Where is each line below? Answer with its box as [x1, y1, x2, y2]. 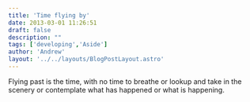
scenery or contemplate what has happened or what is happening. [8, 85, 225, 94]
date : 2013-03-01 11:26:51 [8, 19, 97, 27]
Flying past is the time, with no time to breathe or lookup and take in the [8, 76, 242, 86]
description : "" [8, 33, 62, 42]
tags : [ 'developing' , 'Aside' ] [8, 41, 108, 49]
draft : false [8, 26, 51, 34]
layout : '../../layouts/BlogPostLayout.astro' [8, 56, 165, 64]
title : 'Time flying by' [8, 11, 90, 20]
